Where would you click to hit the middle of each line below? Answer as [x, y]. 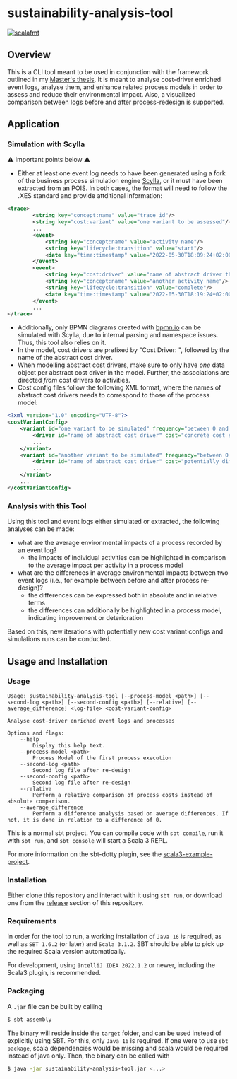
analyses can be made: [41, 529]
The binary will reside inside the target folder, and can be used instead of [115, 1033]
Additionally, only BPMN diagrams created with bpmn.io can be [109, 327]
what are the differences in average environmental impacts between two [123, 573]
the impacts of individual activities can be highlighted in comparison [127, 558]
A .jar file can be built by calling [55, 1006]
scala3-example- [188, 854]
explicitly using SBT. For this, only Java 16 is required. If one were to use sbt [118, 1040]
